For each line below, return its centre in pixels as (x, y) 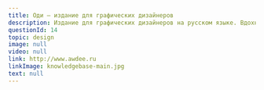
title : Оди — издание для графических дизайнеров (91, 15)
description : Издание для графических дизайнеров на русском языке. (123, 23)
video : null (27, 52)
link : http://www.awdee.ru (52, 59)
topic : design (31, 37)
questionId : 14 (33, 30)
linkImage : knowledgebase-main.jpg (66, 67)
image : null (27, 45)
